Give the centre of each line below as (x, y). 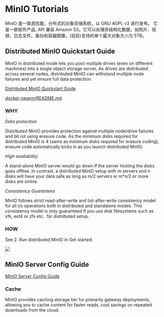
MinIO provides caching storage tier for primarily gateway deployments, (78, 300)
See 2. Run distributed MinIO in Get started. (49, 240)
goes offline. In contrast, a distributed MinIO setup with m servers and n (78, 171)
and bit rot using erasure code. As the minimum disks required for (72, 136)
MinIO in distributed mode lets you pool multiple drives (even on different (79, 63)
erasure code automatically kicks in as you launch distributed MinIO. (74, 147)
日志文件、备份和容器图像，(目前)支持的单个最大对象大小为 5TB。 (80, 35)
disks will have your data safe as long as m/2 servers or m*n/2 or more (77, 176)
